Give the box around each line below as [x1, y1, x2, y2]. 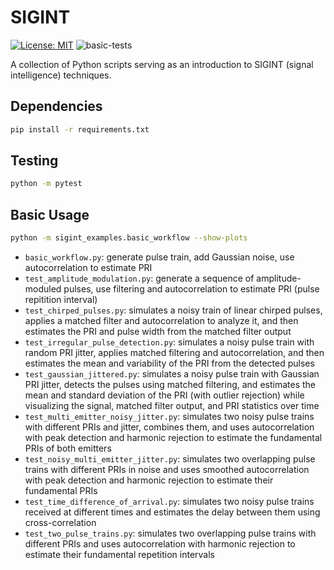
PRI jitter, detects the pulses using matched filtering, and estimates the [24, 379, 316, 390]
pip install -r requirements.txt [10, 124, 150, 135]
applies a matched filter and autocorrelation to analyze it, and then [24, 315, 299, 326]
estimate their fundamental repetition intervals [24, 549, 215, 560]
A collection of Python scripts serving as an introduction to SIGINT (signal [10, 58, 314, 70]
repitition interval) [24, 294, 98, 305]
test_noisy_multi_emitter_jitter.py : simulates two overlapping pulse [24, 453, 316, 465]
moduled [24, 283, 62, 295]
